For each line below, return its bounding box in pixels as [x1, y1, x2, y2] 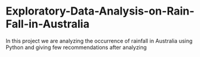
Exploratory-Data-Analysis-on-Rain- [5, 4, 195, 18]
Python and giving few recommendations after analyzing [5, 44, 147, 51]
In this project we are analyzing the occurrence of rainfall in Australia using [5, 37, 193, 44]
